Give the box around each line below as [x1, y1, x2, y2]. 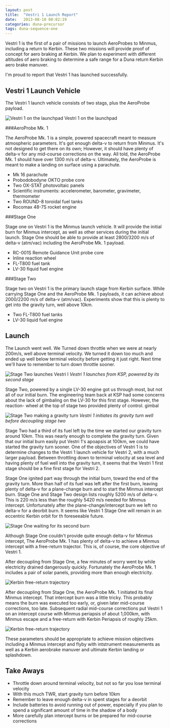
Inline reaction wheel [12, 255, 57, 261]
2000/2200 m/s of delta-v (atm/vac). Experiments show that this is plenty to [5, 296, 165, 302]
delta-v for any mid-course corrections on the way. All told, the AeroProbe [5, 151, 161, 157]
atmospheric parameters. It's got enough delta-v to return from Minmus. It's [5, 140, 164, 146]
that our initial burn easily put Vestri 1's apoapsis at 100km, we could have [5, 438, 160, 444]
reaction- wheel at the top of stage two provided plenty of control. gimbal [5, 402, 159, 409]
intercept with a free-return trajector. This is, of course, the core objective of [5, 543, 165, 549]
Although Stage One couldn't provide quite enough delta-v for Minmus [5, 533, 153, 539]
